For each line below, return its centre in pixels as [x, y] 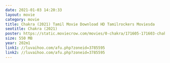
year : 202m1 [18, 43]
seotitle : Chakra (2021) [31, 29]
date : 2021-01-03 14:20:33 [34, 10]
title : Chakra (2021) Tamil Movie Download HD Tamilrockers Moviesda [80, 24]
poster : [13, 34]
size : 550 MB [19, 39]
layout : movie [20, 15]
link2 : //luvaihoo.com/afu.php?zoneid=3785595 [55, 52]
